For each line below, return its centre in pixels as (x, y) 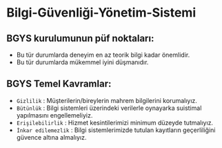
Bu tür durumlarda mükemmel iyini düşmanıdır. (82, 62)
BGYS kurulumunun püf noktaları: (80, 38)
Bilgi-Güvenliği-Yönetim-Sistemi (101, 13)
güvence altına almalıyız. (51, 137)
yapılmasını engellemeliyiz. (54, 115)
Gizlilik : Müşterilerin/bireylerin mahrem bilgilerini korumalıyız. (107, 100)
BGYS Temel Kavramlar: (59, 84)
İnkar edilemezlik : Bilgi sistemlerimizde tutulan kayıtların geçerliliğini (116, 130)
